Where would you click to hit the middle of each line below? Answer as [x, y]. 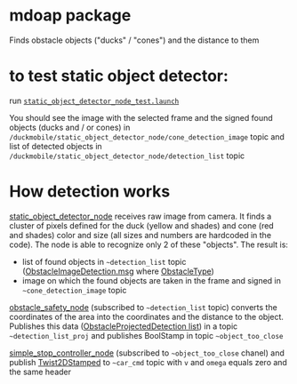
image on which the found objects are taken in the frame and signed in [152, 280]
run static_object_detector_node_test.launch [94, 100]
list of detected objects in [56, 146]
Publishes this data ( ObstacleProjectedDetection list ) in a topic [124, 326]
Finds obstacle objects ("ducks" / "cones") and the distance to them [134, 40]
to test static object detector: [119, 76]
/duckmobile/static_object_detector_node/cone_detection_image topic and [147, 136]
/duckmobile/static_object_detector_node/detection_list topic [127, 156]
